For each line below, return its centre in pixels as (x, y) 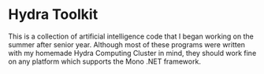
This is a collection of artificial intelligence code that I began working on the (131, 36)
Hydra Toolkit (53, 15)
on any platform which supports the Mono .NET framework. (104, 61)
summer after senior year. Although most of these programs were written (127, 44)
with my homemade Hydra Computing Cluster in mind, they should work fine (132, 53)
